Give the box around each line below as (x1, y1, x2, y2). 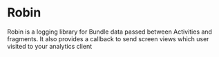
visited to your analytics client (7, 42, 93, 50)
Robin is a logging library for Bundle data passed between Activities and (7, 27, 213, 36)
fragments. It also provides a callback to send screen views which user (7, 34, 209, 43)
